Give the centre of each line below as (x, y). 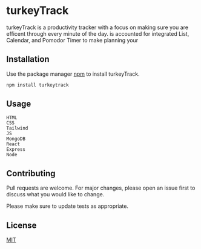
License (21, 225)
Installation (28, 59)
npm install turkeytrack (38, 85)
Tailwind (17, 128)
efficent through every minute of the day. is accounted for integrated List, (98, 33)
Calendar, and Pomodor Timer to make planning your (72, 40)
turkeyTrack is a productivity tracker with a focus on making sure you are (97, 27)
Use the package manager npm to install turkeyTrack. (73, 74)
